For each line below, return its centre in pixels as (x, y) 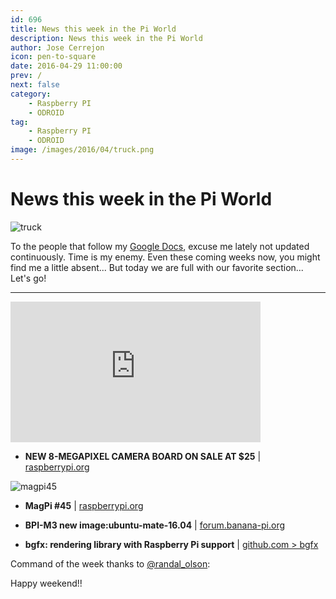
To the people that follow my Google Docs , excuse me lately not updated (160, 246)
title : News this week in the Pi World (93, 29)
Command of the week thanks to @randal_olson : (110, 563)
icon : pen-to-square (53, 57)
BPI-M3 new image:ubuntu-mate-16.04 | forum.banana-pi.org (155, 525)
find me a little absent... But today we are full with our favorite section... (157, 267)
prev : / (26, 76)
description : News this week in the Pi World (106, 38)
